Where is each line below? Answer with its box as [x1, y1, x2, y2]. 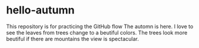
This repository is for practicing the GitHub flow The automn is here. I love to [6, 23, 194, 30]
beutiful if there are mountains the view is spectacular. [6, 35, 139, 42]
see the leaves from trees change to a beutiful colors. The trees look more [6, 29, 188, 36]
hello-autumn [6, 4, 75, 17]
